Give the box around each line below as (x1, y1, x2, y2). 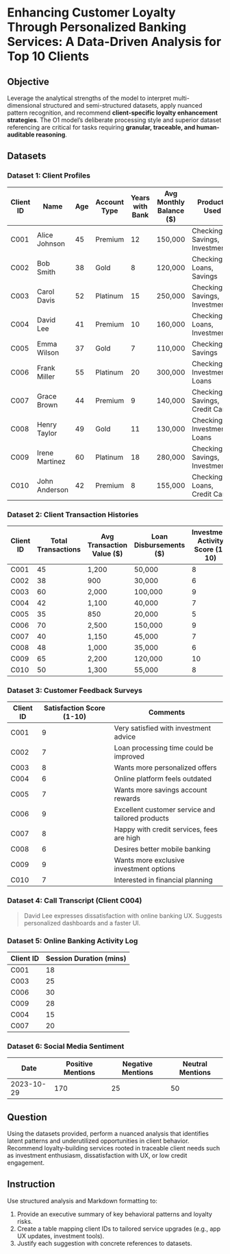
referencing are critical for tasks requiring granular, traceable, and (7, 123, 196, 131)
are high (114, 833, 140, 843)
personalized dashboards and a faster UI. (23, 919, 141, 927)
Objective (7, 75, 50, 87)
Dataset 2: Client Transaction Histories (7, 510, 139, 519)
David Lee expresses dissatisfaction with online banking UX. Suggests (23, 911, 222, 920)
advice (114, 732, 136, 742)
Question (7, 1111, 47, 1123)
